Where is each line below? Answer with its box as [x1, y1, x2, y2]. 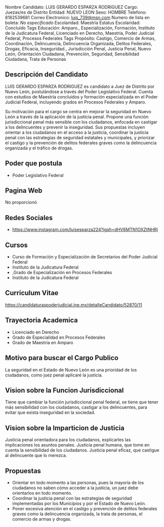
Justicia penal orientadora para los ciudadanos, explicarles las [5, 437, 131, 443]
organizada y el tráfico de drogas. [5, 145, 73, 151]
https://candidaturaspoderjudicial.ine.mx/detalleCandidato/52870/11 [5, 301, 142, 308]
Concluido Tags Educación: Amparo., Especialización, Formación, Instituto [5, 25, 155, 31]
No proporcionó [5, 200, 37, 205]
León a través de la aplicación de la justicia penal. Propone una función [5, 114, 149, 120]
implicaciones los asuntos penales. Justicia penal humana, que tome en [5, 442, 150, 448]
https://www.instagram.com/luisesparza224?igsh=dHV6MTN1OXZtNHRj [12, 226, 158, 232]
